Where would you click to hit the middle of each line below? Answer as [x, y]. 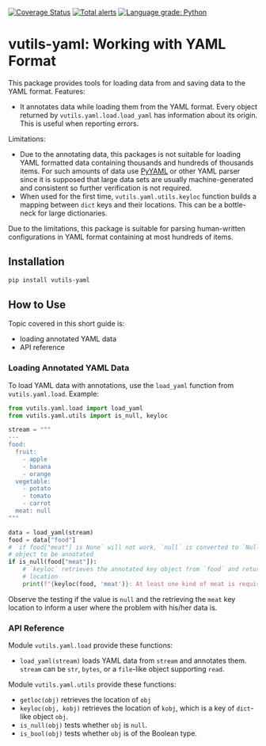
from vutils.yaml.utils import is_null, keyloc [88, 416]
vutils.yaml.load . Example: [53, 394]
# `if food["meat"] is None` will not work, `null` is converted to [123, 547]
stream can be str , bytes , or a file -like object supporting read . [122, 669]
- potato [37, 489]
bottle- [236, 204]
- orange [37, 474]
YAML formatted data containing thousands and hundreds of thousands [137, 162]
